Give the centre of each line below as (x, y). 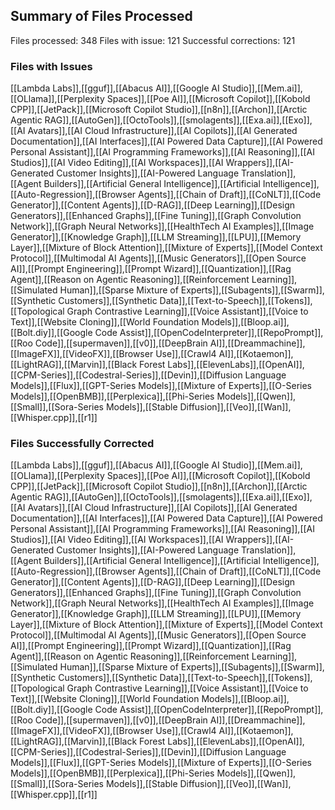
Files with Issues (51, 66)
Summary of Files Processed (101, 16)
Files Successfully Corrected (82, 444)
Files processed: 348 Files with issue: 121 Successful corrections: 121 (153, 40)
